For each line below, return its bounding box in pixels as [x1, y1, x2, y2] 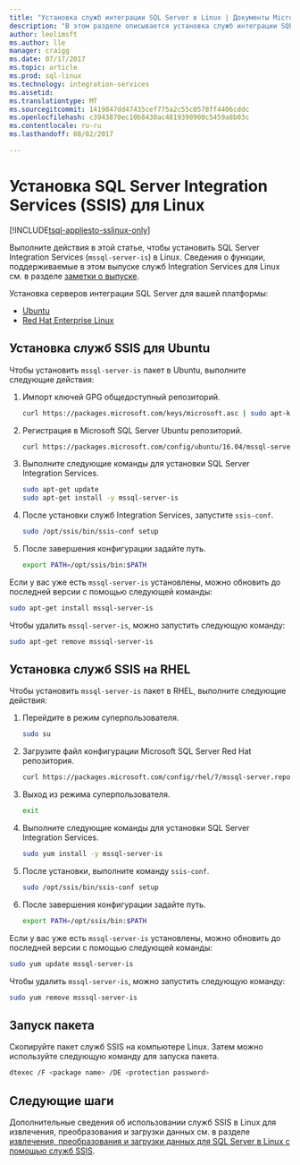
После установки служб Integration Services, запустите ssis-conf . [21, 510, 274, 520]
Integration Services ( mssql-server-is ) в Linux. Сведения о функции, [9, 252, 266, 262]
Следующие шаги [9, 1093, 114, 1109]
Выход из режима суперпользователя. [21, 789, 171, 800]
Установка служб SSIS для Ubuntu [9, 341, 211, 356]
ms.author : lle [9, 38, 66, 47]
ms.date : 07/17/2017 [9, 55, 87, 64]
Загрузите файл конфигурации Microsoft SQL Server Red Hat [21, 746, 252, 757]
